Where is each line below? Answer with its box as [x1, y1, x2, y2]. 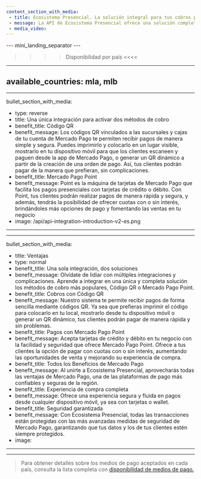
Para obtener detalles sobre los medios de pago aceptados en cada [20, 459, 188, 467]
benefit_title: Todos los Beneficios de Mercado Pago [14, 360, 144, 368]
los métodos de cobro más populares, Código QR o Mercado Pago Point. [14, 284, 194, 291]
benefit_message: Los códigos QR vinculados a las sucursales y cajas [14, 129, 188, 136]
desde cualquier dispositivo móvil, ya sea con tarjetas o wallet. [14, 399, 170, 406]
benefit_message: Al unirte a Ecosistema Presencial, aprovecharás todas [14, 366, 194, 374]
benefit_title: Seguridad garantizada [14, 405, 103, 412]
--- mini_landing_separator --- [6, 42, 81, 49]
